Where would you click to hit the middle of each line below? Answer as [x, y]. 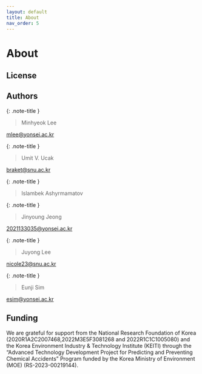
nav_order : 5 [23, 23]
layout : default [27, 12]
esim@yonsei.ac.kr [30, 299]
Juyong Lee [36, 252]
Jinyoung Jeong [41, 217]
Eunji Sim [33, 287]
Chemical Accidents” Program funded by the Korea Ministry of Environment [101, 358]
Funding [22, 318]
